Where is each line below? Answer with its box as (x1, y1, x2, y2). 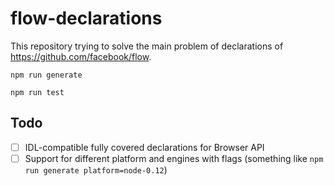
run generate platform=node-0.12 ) (24, 163, 168, 176)
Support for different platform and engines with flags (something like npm (24, 152, 324, 164)
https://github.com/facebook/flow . (10, 50, 152, 62)
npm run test (10, 87, 65, 97)
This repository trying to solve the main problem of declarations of (10, 40, 284, 52)
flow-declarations (10, 7, 163, 30)
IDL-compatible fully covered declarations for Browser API (24, 141, 265, 153)
